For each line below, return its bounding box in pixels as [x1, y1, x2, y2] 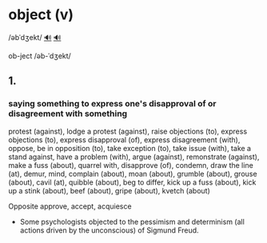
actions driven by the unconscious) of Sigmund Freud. [19, 225, 199, 235]
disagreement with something [8, 108, 128, 119]
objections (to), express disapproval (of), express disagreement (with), [8, 134, 241, 145]
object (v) [8, 6, 74, 24]
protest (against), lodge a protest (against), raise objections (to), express [8, 126, 248, 136]
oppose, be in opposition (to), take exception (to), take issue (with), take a [8, 143, 252, 153]
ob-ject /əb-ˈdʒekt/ [8, 50, 72, 61]
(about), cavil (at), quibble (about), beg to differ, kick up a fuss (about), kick [8, 177, 257, 187]
